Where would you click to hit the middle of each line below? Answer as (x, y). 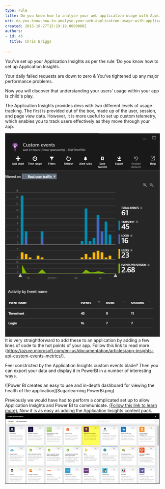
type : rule (16, 10)
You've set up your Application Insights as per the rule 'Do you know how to (82, 61)
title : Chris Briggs (30, 42)
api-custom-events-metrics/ (34, 356)
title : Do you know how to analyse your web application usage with (77, 15)
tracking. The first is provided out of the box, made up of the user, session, (81, 111)
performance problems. (29, 81)
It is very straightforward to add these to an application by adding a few (77, 340)
